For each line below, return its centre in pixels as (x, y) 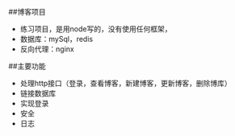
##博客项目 (27, 12)
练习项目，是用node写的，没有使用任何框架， (96, 29)
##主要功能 (27, 66)
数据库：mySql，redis (57, 39)
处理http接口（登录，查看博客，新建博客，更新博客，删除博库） (126, 83)
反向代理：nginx (47, 49)
